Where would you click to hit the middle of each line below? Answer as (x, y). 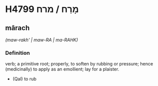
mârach (18, 28)
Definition (18, 53)
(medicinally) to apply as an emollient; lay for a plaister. (62, 69)
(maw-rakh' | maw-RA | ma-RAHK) (42, 40)
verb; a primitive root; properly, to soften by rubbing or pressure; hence (79, 64)
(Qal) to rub (24, 79)
